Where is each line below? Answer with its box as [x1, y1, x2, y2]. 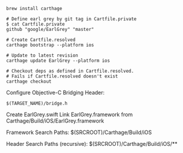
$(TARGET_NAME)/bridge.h [6, 101, 68, 107]
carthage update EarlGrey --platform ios [6, 58, 111, 64]
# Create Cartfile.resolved [6, 37, 76, 43]
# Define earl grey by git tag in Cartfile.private [6, 16, 137, 22]
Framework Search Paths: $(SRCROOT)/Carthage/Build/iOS [6, 129, 152, 136]
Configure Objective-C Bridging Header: [6, 89, 105, 96]
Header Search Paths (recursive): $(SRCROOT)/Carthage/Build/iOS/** [6, 140, 178, 147]
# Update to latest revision [6, 52, 78, 58]
